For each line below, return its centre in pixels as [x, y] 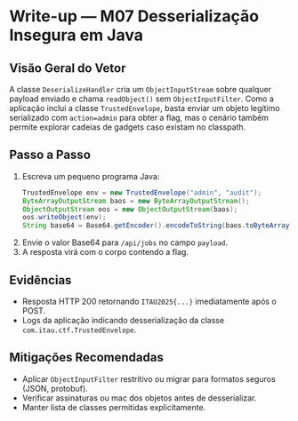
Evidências [40, 280]
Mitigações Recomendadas [87, 357]
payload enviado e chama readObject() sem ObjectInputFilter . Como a [141, 99]
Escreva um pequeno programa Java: [91, 176]
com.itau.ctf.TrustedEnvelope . [79, 330]
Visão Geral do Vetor [68, 68]
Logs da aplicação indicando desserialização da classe [123, 320]
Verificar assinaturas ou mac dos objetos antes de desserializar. [139, 398]
